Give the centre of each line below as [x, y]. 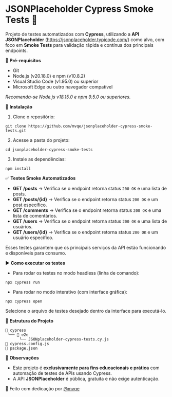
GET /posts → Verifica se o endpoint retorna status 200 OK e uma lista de [90, 188]
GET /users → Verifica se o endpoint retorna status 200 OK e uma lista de [90, 221]
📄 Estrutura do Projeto [30, 321]
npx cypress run [23, 282]
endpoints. [17, 50]
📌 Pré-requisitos [23, 60]
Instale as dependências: [39, 159]
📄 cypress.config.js [27, 344]
